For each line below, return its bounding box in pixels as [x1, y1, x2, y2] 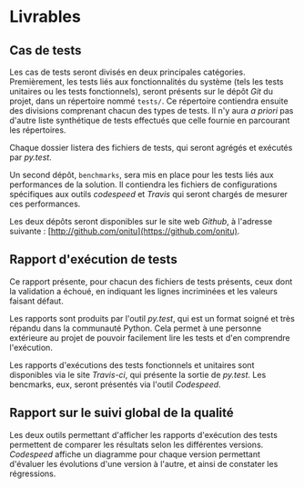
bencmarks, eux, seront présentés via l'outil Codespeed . [9, 379, 221, 390]
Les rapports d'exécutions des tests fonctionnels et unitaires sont [9, 359, 255, 370]
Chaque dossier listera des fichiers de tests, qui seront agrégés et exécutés [9, 143, 293, 153]
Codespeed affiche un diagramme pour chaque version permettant [9, 448, 261, 460]
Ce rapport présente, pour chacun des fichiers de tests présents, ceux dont [9, 275, 293, 287]
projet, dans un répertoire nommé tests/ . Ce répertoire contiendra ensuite [9, 95, 289, 106]
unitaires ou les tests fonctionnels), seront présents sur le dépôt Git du [9, 86, 273, 96]
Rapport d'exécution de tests [9, 252, 177, 267]
